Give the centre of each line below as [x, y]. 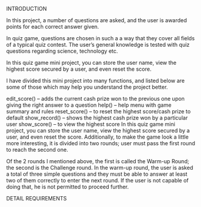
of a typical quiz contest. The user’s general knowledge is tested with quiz [98, 45]
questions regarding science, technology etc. [62, 51]
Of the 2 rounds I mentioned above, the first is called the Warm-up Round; [98, 161]
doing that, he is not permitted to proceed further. [67, 187]
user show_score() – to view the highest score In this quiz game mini [91, 124]
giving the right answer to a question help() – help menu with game [89, 105]
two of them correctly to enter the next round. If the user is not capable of [97, 180]
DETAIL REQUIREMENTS [37, 198]
